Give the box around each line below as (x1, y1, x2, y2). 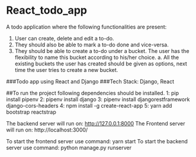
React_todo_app (6, 4, 88, 17)
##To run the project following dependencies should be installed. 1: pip (6, 89, 179, 96)
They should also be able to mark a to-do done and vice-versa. (14, 41, 169, 48)
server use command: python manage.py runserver (6, 144, 132, 151)
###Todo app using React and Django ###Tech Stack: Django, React (6, 78, 175, 85)
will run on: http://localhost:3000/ (6, 126, 88, 133)
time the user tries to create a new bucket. (14, 66, 118, 73)
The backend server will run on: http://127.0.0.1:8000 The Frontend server (6, 120, 185, 127)
